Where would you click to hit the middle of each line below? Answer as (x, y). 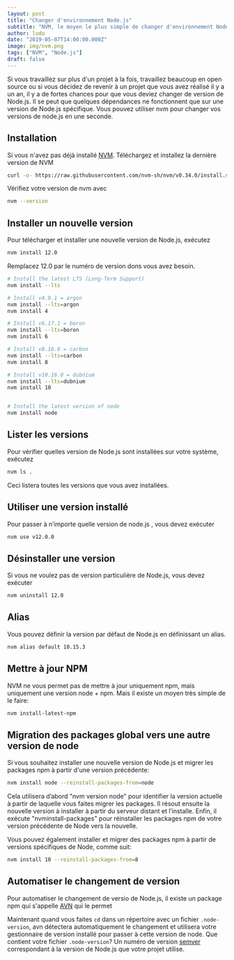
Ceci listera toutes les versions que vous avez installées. (88, 485)
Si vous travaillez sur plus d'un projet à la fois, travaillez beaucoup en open (115, 79)
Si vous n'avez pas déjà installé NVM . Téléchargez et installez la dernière (112, 155)
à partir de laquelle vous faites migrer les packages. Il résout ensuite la (109, 803)
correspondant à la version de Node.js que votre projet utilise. (96, 949)
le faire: (18, 700)
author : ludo (26, 33)
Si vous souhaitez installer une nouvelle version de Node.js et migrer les (110, 763)
